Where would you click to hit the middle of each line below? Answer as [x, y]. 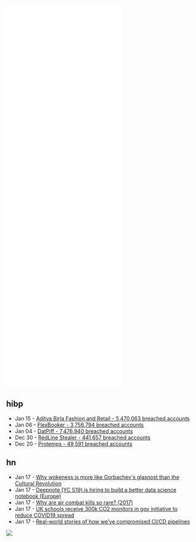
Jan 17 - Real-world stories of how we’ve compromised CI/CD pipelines [102, 521]
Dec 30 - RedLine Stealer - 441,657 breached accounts [83, 437]
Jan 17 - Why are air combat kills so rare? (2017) [74, 502]
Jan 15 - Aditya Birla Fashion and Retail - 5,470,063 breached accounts [102, 418]
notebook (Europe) [38, 496]
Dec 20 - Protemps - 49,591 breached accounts [74, 443]
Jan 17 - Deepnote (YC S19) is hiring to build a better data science [96, 489]
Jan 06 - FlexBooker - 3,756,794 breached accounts [79, 425]
